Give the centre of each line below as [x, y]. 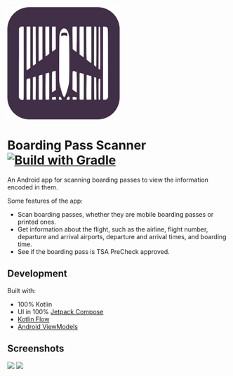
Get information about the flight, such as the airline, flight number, [113, 229]
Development [38, 274]
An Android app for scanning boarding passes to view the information [108, 180]
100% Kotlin [35, 304]
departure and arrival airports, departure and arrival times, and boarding [122, 236]
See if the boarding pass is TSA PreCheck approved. [93, 251]
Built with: [22, 290]
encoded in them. [33, 187]
